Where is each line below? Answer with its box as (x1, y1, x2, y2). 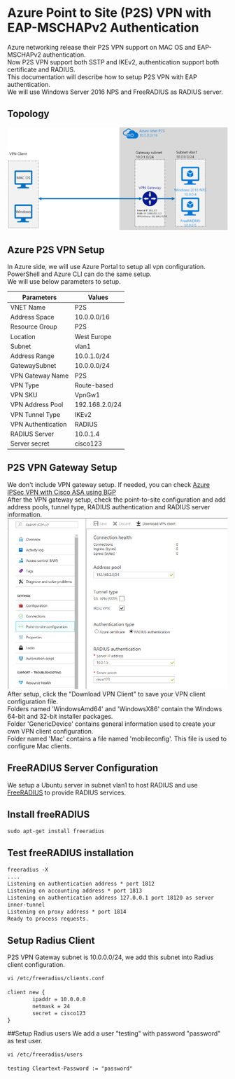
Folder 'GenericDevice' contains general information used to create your (7, 720, 216, 728)
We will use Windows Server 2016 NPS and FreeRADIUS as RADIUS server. (7, 88, 224, 96)
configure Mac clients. (7, 741, 72, 750)
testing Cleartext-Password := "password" (7, 1065, 133, 1073)
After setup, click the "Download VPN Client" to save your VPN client (7, 689, 206, 698)
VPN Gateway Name (10, 371, 69, 380)
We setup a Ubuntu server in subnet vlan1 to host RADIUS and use (7, 781, 198, 789)
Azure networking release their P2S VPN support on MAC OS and (7, 43, 196, 51)
